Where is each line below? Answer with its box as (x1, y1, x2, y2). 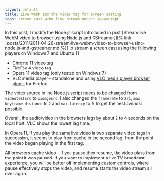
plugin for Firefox (12, 81, 47, 87)
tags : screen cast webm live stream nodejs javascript (5, 16, 119, 21)
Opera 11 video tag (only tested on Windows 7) (12, 70, 106, 76)
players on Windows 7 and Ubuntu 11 (5, 50, 79, 56)
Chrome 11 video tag (12, 60, 53, 66)
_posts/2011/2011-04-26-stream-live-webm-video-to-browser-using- (5, 40, 145, 46)
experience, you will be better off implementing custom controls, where (5, 160, 149, 166)
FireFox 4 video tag (12, 65, 51, 71)
